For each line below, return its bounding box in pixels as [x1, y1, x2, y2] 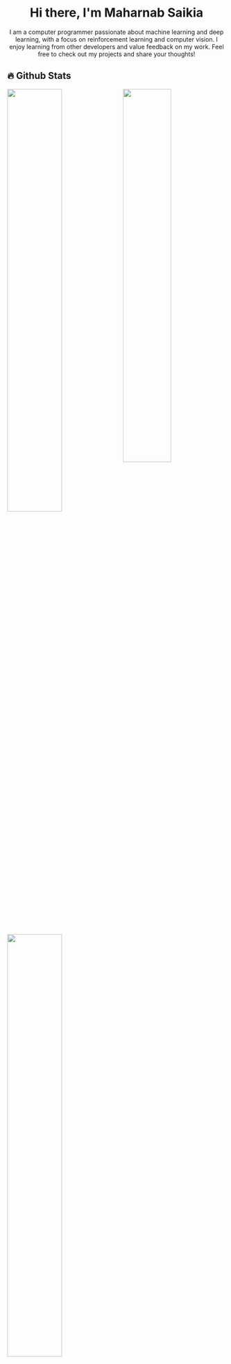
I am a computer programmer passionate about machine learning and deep [9, 28, 224, 36]
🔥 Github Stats [7, 70, 71, 82]
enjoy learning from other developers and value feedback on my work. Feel [9, 42, 224, 51]
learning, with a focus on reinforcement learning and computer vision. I [15, 35, 219, 43]
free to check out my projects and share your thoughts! [37, 50, 196, 58]
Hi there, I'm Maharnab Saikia [30, 5, 203, 21]
